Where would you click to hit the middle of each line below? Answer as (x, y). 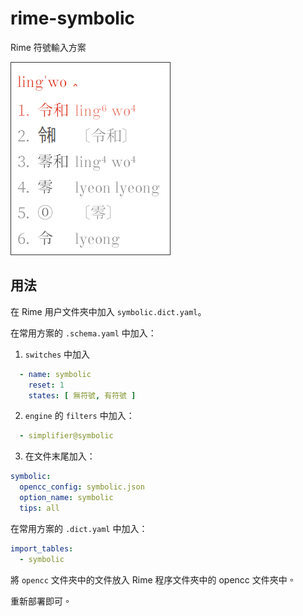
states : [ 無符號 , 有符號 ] (82, 395)
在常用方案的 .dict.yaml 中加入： (79, 528)
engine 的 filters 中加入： (79, 416)
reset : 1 (46, 385)
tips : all (39, 508)
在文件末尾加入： (60, 456)
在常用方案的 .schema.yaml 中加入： (83, 333)
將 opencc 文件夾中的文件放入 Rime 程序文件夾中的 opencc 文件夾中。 (153, 579)
